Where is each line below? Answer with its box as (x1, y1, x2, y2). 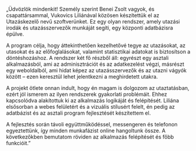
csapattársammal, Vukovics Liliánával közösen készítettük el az (6, 12, 160, 19)
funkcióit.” (6, 140, 31, 146)
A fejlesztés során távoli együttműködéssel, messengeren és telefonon (6, 121, 178, 127)
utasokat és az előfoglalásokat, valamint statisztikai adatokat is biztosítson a (6, 48, 191, 55)
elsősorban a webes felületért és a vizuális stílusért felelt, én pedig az (6, 103, 175, 110)
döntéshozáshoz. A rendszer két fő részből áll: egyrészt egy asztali (6, 55, 169, 61)
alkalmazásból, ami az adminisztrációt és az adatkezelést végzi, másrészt (6, 61, 184, 68)
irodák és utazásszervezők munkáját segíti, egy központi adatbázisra (6, 24, 174, 31)
